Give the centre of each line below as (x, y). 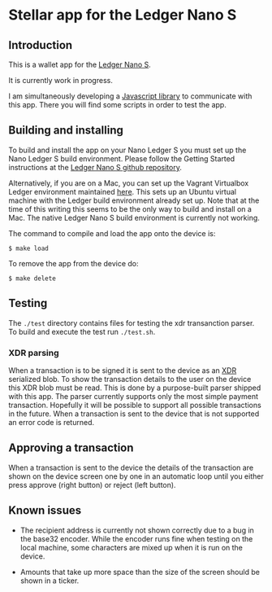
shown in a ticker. (50, 581)
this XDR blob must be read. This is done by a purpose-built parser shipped (135, 388)
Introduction (41, 45)
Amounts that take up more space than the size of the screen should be (140, 572)
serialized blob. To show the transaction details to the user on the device (130, 379)
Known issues (45, 511)
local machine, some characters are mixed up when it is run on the (132, 547)
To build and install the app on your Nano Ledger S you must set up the (127, 150)
